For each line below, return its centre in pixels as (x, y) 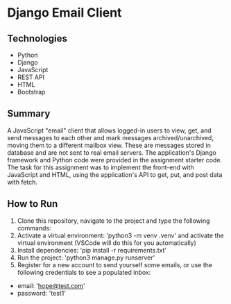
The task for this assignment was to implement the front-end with (101, 167)
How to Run (33, 204)
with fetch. (23, 182)
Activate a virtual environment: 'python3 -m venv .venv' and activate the (120, 235)
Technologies (37, 39)
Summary (29, 113)
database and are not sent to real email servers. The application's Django (112, 152)
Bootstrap (31, 92)
